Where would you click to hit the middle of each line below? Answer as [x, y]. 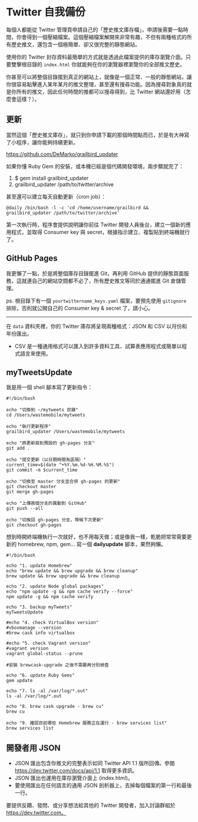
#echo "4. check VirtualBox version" [52, 623]
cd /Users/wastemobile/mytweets [46, 415]
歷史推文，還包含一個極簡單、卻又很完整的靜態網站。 [75, 44]
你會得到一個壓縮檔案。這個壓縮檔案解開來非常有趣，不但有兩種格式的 [101, 37]
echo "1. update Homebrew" [39, 566]
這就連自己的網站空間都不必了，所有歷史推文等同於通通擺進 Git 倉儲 [99, 281]
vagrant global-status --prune [44, 654]
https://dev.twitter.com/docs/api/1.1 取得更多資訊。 [76, 771]
